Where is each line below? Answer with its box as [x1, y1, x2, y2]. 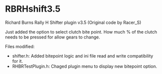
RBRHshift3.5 [5, 3, 61, 15]
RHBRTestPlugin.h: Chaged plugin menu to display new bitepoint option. [12, 63, 158, 69]
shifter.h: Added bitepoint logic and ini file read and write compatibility [12, 53, 154, 59]
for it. [12, 58, 23, 64]
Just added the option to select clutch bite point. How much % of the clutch [5, 29, 157, 35]
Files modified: [5, 43, 35, 49]
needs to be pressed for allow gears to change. [5, 34, 101, 40]
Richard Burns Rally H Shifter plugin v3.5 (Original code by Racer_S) [5, 19, 142, 25]
